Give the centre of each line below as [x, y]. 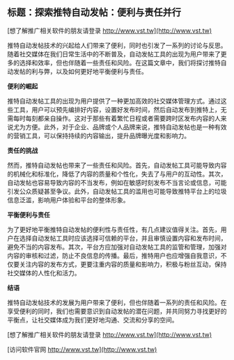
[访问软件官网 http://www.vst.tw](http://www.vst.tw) [82, 349]
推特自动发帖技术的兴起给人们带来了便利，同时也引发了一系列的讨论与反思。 [117, 45]
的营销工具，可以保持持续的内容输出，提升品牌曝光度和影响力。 [99, 136]
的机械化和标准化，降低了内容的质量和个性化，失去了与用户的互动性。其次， [117, 174]
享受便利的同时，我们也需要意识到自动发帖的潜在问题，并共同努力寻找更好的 [117, 311]
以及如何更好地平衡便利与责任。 [101, 71]
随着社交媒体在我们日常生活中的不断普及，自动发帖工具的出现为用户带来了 [114, 54]
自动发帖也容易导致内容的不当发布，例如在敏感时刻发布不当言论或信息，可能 [117, 182]
